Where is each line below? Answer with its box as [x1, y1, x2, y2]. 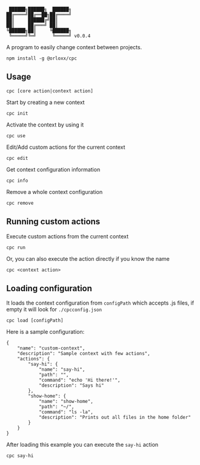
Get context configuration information [6, 165, 101, 173]
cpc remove [6, 200, 34, 206]
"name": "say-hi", [38, 367, 85, 373]
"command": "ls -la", [38, 409, 94, 415]
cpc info [6, 177, 28, 184]
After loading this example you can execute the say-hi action [6, 441, 159, 449]
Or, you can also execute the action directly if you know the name [6, 255, 170, 262]
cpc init [6, 110, 28, 116]
